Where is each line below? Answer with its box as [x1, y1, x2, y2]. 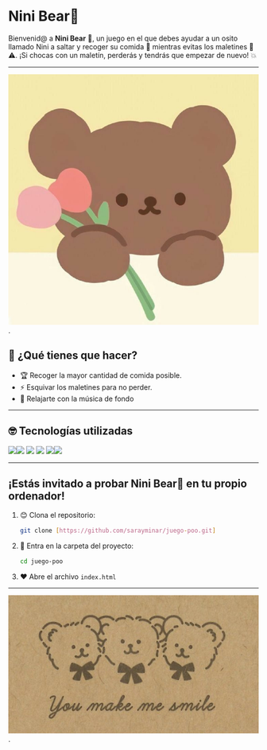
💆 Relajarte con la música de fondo [19, 394, 134, 403]
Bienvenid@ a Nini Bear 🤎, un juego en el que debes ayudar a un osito [8, 33, 238, 43]
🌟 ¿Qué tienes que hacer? [8, 349, 137, 363]
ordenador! [8, 489, 65, 503]
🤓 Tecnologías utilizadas [8, 425, 133, 438]
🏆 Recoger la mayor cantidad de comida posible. [19, 370, 183, 380]
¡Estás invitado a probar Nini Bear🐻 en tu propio [8, 476, 248, 490]
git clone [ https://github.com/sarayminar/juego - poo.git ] [19, 527, 216, 535]
